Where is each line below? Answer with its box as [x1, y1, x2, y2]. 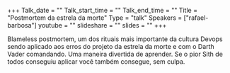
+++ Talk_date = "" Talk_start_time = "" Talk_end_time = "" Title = [7, 6, 198, 14]
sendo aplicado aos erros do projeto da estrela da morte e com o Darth [7, 43, 214, 50]
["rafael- [183, 13, 209, 22]
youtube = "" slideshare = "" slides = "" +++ [38, 21, 167, 29]
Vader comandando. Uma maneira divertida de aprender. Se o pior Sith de [7, 50, 223, 58]
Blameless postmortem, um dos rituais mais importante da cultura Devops [7, 35, 223, 43]
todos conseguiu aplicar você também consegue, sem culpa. [7, 57, 185, 66]
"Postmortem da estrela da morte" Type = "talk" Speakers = [7, 13, 183, 22]
